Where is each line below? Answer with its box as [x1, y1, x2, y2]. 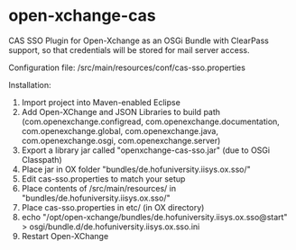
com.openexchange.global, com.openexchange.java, [21, 125, 218, 136]
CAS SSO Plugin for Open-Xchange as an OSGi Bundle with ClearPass [8, 35, 270, 46]
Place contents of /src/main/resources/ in [21, 183, 177, 193]
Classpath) [21, 154, 62, 165]
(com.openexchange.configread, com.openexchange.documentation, [21, 116, 281, 127]
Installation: [8, 79, 51, 90]
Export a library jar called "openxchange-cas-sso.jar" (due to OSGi [21, 145, 271, 156]
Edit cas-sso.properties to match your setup [21, 173, 186, 184]
